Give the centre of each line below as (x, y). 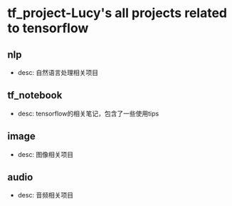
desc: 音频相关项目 (45, 195)
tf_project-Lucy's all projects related (117, 13)
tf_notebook (35, 95)
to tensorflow (48, 28)
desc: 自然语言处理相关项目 (58, 72)
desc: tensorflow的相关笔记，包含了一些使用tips (88, 113)
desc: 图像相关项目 (45, 154)
